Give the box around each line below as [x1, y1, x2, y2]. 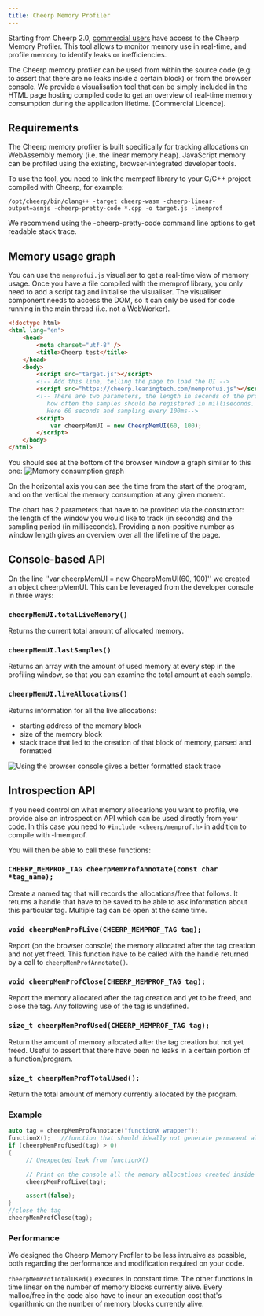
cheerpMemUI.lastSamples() [8, 646, 112, 655]
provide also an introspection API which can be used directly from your [8, 813, 238, 823]
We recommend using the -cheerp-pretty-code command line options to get [8, 218, 255, 228]
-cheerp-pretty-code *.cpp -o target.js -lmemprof [53, 205, 223, 213]
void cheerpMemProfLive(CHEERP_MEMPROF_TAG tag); [8, 925, 202, 933]
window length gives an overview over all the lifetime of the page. [8, 530, 221, 539]
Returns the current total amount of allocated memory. [8, 627, 185, 636]
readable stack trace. [8, 227, 77, 236]
